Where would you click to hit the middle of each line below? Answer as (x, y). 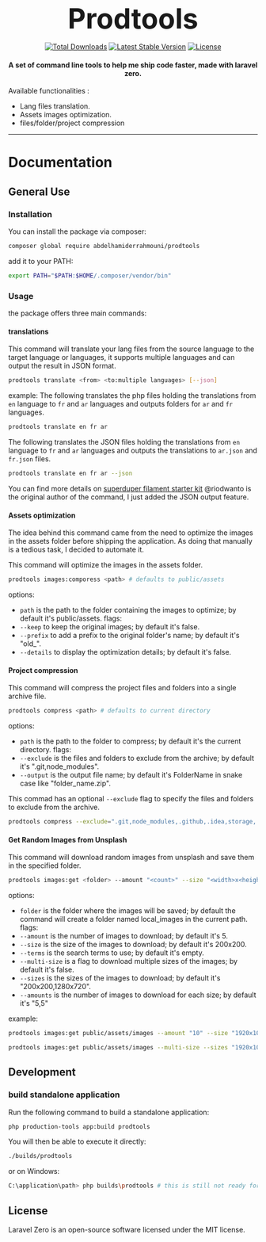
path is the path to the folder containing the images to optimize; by (128, 610)
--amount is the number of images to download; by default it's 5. (123, 936)
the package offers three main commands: (78, 313)
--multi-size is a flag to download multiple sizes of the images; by (129, 961)
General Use (39, 191)
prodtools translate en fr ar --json (70, 474)
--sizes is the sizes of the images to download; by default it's (120, 978)
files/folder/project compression (72, 123)
